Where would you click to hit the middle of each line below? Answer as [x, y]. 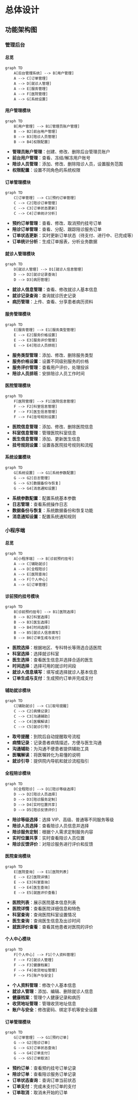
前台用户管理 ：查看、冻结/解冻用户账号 [51, 157]
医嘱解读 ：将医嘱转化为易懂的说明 [46, 755]
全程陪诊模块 [18, 773]
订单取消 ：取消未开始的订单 [40, 1093]
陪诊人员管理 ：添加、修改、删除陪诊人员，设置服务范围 [67, 164]
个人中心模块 [18, 939]
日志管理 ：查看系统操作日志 [40, 504]
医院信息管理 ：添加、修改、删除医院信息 [52, 426]
